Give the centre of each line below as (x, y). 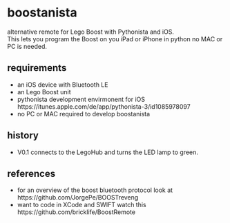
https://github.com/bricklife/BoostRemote (76, 212)
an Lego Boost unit (44, 92)
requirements (37, 68)
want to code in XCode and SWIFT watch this (82, 205)
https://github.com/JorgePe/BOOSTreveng (78, 198)
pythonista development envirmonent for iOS (81, 99)
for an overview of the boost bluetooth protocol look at (95, 190)
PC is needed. (27, 46)
